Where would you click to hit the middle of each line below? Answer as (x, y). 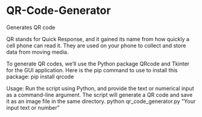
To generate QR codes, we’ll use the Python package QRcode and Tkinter (98, 64)
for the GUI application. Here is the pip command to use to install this (92, 70)
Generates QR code (31, 27)
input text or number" (33, 107)
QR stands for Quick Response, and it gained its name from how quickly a (98, 39)
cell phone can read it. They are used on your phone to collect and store (96, 45)
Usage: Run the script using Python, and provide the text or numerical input (100, 88)
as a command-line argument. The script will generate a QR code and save (99, 95)
